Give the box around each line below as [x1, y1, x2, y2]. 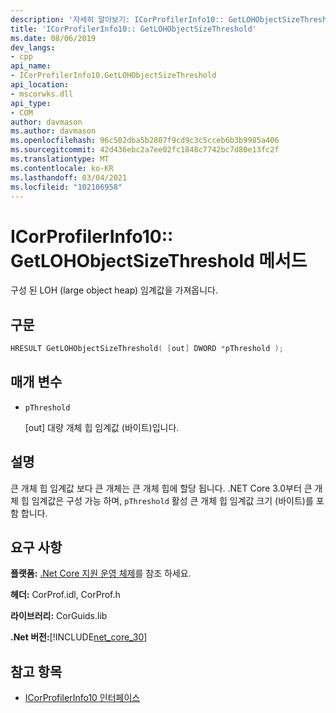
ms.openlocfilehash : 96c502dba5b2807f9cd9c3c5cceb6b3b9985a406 [10, 136, 280, 146]
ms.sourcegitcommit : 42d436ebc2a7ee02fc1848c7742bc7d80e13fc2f [10, 145, 280, 155]
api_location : [10, 80, 70, 90]
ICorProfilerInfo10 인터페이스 [24, 692, 141, 704]
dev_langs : [10, 42, 56, 53]
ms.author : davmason [10, 126, 97, 136]
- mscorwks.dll [10, 89, 74, 99]
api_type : [10, 98, 52, 108]
